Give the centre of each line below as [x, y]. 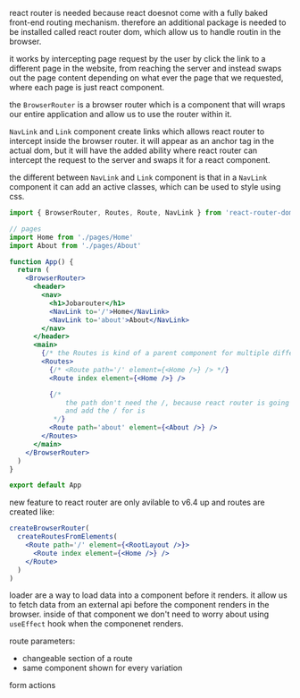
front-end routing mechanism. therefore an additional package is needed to [148, 22]
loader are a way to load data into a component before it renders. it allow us [149, 595]
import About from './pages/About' [75, 245]
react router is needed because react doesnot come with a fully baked [138, 13]
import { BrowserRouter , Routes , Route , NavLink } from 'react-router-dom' [153, 213]
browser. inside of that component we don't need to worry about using [139, 614]
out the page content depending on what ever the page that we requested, [146, 78]
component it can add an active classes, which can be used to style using [145, 187]
